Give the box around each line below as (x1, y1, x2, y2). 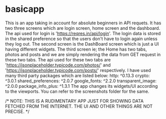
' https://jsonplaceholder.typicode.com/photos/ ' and (5, 62, 111, 68)
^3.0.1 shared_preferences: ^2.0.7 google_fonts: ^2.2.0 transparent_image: (5, 78, 157, 84)
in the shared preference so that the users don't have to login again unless (5, 36, 158, 42)
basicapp (5, 3, 45, 15)
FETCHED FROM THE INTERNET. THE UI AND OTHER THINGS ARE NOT (5, 103, 153, 109)
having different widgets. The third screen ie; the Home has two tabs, (5, 46, 147, 52)
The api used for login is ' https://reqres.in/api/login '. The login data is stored (5, 30, 161, 36)
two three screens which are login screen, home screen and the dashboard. (5, 25, 161, 31)
